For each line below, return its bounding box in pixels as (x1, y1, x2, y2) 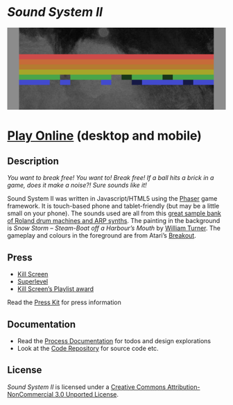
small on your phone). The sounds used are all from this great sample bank (7, 209, 222, 217)
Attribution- (167, 383, 200, 391)
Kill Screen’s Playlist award (17, 285, 94, 293)
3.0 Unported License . (55, 390, 119, 398)
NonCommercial (7, 390, 54, 398)
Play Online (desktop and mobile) (7, 128, 202, 143)
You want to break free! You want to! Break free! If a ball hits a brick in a (7, 174, 214, 182)
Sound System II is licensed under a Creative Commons (7, 383, 166, 391)
